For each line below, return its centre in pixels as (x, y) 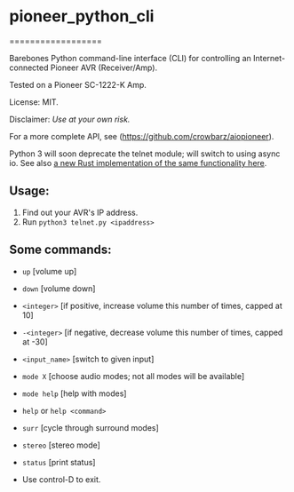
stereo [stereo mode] (61, 445)
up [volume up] (49, 271)
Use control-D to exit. (61, 479)
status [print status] (59, 462)
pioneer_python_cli (82, 16)
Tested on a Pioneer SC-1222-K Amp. (78, 84)
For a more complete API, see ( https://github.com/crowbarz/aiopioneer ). (142, 136)
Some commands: (61, 250)
